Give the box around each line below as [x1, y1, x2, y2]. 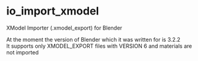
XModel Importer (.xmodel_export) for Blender [6, 24, 122, 31]
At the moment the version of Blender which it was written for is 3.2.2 [6, 36, 181, 43]
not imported [6, 48, 39, 56]
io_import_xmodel [6, 4, 99, 18]
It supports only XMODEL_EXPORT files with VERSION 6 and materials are [6, 42, 193, 50]
